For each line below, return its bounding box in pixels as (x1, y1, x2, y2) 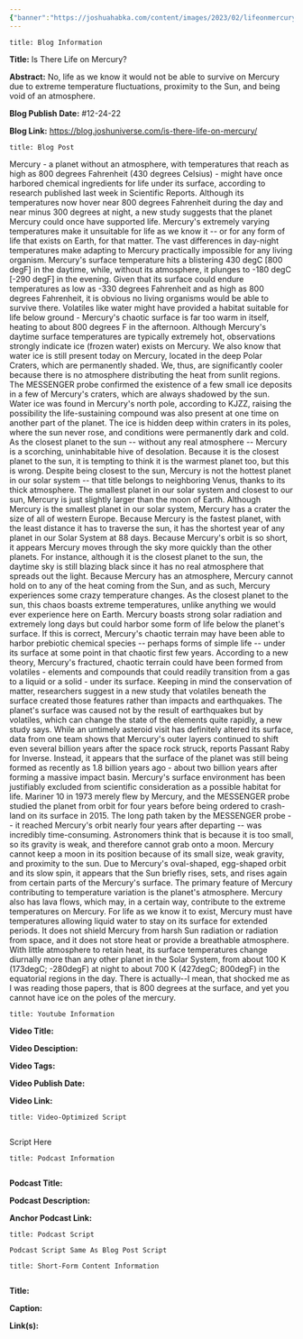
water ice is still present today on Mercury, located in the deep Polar (9, 350, 263, 361)
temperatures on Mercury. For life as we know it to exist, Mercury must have (9, 905, 293, 916)
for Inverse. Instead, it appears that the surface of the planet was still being (9, 752, 289, 763)
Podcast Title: (9, 1178, 63, 1188)
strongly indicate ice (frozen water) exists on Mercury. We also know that (9, 340, 281, 352)
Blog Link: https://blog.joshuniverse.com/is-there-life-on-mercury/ (9, 125, 258, 136)
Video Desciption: (9, 1042, 78, 1053)
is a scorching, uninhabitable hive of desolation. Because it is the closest (9, 445, 280, 456)
